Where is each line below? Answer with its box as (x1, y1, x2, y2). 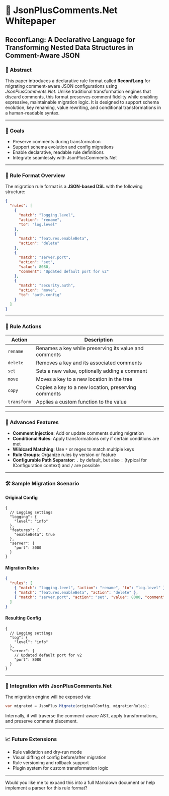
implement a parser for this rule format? (5, 785, 88, 791)
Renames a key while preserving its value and (36, 345, 144, 352)
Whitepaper (5, 15, 56, 27)
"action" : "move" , (18, 288, 57, 293)
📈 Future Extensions (5, 735, 57, 743)
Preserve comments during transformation (12, 139, 101, 145)
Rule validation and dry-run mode (12, 749, 82, 755)
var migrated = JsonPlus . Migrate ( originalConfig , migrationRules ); (5, 704, 150, 709)
